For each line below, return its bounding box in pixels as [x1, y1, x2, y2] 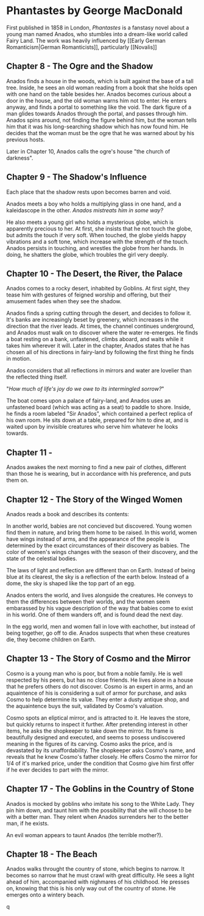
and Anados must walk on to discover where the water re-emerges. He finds [6, 329, 199, 336]
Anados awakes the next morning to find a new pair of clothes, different [6, 464, 187, 471]
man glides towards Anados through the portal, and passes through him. [6, 109, 188, 117]
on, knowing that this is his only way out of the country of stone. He [6, 885, 176, 892]
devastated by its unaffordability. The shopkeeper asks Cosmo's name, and [6, 747, 196, 754]
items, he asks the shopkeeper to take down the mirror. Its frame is [6, 727, 174, 734]
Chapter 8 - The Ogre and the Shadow [6, 61, 153, 72]
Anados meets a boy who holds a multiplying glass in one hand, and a [6, 200, 181, 207]
